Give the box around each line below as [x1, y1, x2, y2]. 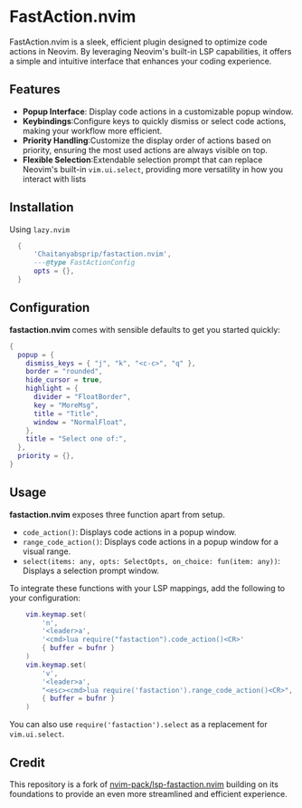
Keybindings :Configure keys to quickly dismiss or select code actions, [22, 115, 287, 126]
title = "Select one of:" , [25, 434, 127, 443]
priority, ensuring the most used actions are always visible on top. [22, 144, 269, 155]
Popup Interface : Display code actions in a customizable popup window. [22, 106, 294, 117]
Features [9, 82, 61, 97]
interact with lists [22, 173, 87, 184]
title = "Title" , [33, 409, 99, 418]
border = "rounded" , [25, 367, 103, 376]
